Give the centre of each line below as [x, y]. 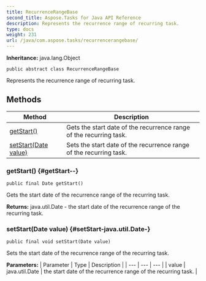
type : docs [20, 29]
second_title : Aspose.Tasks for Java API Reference [74, 18]
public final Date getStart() [45, 184]
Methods [24, 99]
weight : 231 [21, 35]
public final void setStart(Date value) [59, 242]
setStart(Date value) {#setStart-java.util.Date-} [78, 229]
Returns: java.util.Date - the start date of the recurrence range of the [93, 207]
